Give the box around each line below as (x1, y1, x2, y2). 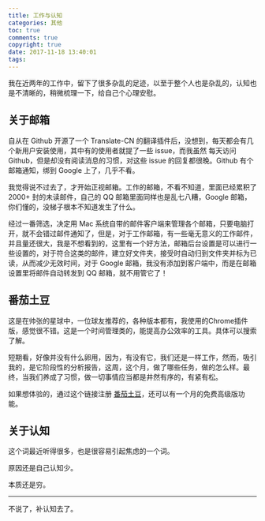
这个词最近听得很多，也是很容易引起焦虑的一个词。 (8, 447, 174, 456)
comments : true (8, 33, 58, 42)
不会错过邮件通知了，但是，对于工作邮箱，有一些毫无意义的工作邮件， (28, 228, 257, 238)
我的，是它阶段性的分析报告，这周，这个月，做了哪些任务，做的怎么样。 (8, 362, 243, 372)
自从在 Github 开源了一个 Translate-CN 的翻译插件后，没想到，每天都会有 (8, 136, 247, 145)
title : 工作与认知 (8, 11, 63, 20)
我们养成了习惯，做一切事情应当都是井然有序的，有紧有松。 (28, 372, 222, 381)
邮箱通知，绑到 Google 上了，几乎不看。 (8, 165, 140, 174)
